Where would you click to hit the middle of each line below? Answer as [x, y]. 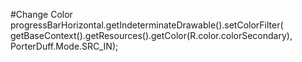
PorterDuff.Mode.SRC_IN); [64, 46]
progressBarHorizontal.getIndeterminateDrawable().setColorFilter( [147, 25]
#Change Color [41, 14]
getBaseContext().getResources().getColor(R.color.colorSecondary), [151, 35]
